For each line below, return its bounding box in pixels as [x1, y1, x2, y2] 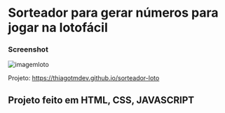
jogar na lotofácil [8, 20, 108, 36]
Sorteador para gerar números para [8, 5, 219, 21]
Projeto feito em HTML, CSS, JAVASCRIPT [8, 94, 195, 106]
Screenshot [8, 45, 48, 54]
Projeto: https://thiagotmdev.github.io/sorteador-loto [8, 74, 160, 82]
